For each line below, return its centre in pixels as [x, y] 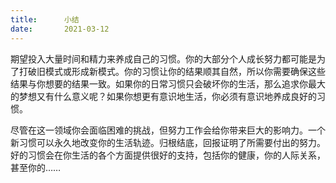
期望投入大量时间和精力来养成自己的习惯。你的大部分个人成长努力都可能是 [163, 58]
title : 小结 [45, 19]
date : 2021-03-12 [60, 29]
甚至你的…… [36, 167]
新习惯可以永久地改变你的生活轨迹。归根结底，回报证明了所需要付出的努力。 [168, 142]
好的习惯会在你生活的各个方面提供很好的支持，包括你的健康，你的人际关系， [168, 155]
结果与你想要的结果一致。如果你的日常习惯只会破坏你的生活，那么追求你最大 [168, 83]
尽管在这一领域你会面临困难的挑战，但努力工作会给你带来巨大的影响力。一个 [168, 130]
